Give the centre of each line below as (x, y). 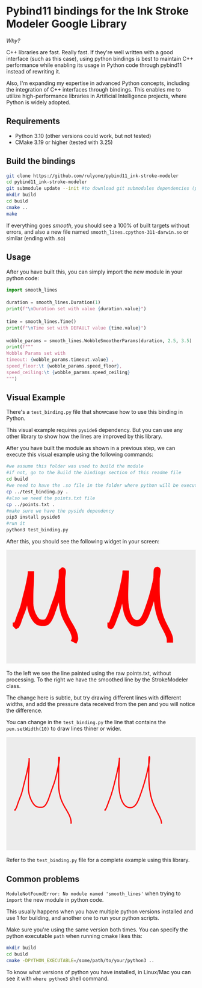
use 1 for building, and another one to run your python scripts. (83, 918)
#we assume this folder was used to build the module (75, 466)
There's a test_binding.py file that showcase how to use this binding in (95, 412)
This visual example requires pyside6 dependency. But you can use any (95, 430)
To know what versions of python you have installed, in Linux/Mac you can (99, 972)
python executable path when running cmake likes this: (74, 936)
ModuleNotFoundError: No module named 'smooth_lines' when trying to (94, 893)
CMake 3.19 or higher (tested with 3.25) (64, 142)
